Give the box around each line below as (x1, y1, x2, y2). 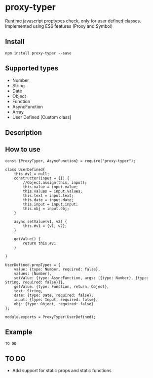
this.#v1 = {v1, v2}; (23, 223, 68, 228)
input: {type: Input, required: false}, (14, 297, 98, 302)
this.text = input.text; (23, 193, 74, 198)
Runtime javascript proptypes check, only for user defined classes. (5, 18, 142, 24)
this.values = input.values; (23, 189, 83, 194)
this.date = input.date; (23, 197, 74, 202)
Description (5, 128, 42, 137)
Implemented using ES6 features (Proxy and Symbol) (5, 23, 113, 29)
